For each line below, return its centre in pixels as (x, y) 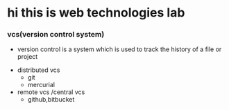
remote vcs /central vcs (51, 92)
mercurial (41, 85)
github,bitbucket (51, 100)
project (27, 57)
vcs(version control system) (56, 35)
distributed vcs (39, 70)
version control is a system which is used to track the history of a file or (119, 49)
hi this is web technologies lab (96, 13)
